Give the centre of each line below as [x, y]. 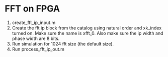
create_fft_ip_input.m [34, 22]
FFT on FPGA [32, 9]
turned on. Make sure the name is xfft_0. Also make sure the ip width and [88, 33]
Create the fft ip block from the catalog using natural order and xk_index [87, 27]
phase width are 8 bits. [36, 38]
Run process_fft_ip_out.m [38, 49]
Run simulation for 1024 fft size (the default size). [63, 43]
